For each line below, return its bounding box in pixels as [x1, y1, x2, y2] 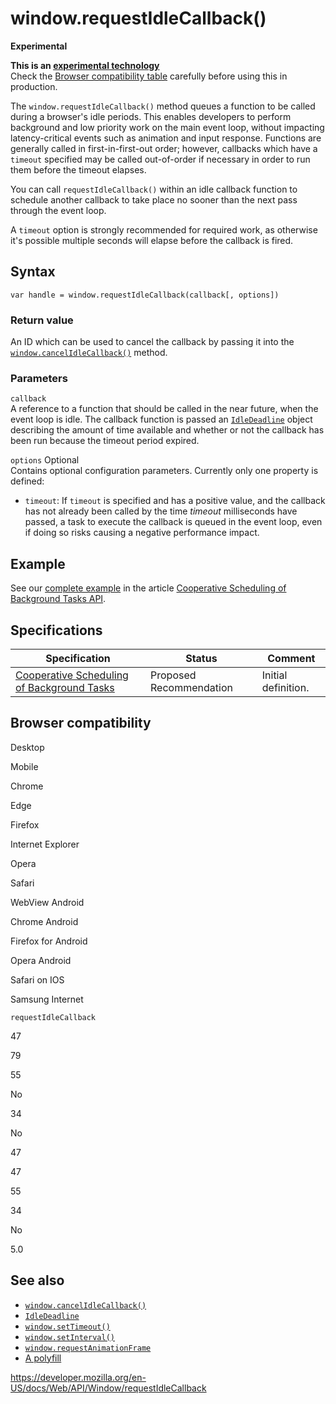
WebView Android [10, 896, 85, 908]
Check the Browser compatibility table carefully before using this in [10, 70, 288, 82]
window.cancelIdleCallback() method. [10, 347, 168, 359]
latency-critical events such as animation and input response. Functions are [10, 132, 322, 144]
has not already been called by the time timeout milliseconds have [24, 505, 298, 517]
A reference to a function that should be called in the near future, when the [10, 403, 319, 415]
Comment [267, 651, 316, 665]
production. [10, 80, 58, 92]
